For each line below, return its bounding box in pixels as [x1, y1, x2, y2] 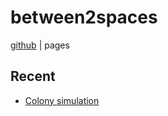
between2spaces [10, 6, 158, 29]
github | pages [10, 39, 70, 51]
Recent [10, 68, 56, 85]
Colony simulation [24, 94, 100, 106]
